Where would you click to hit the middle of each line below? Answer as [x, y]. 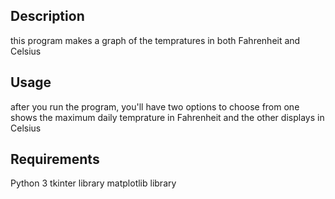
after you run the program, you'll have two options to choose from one [155, 106]
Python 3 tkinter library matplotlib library [93, 183]
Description [47, 16]
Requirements [55, 159]
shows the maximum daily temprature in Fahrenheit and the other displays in [167, 117]
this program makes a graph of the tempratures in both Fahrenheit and [155, 40]
